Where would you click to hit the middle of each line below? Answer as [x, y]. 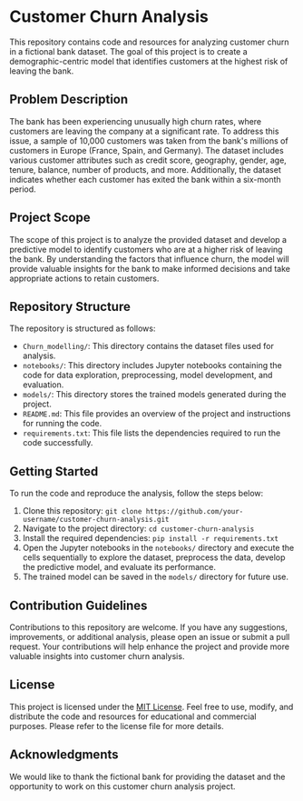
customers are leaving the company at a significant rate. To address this [144, 131]
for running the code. [62, 424]
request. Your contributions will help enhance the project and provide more [150, 646]
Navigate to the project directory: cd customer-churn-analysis [138, 528]
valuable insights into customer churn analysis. [97, 656]
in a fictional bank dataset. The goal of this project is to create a [128, 51]
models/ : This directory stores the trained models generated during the [154, 395]
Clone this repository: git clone [82, 511]
